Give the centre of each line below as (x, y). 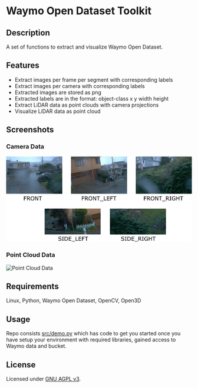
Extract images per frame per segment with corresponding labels (94, 80)
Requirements (32, 287)
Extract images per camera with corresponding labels (80, 86)
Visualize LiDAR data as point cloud (58, 111)
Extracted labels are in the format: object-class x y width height (92, 98)
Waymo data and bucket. (36, 346)
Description (28, 33)
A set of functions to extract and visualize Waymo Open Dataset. (85, 47)
